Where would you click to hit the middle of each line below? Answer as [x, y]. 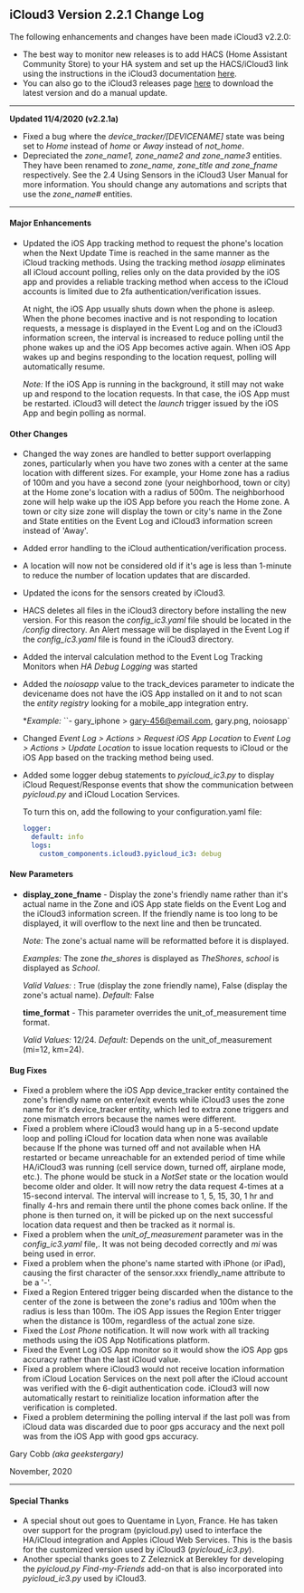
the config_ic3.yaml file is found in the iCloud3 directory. [128, 639]
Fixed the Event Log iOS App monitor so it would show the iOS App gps [155, 1350]
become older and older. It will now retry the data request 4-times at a [153, 1187]
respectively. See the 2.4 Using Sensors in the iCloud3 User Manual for [155, 175]
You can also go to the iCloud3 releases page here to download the [148, 83]
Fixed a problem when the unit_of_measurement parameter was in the [152, 1235]
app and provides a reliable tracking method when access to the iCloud [155, 282]
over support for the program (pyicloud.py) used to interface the [142, 1531]
